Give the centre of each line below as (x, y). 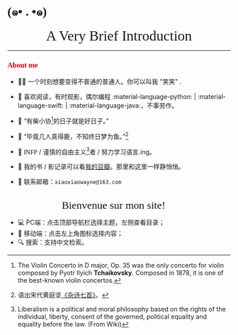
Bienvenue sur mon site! (113, 205)
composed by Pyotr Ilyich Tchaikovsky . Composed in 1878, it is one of (121, 273)
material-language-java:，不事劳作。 (124, 106)
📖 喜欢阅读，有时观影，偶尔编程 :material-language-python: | (107, 97)
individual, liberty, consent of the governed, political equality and (112, 317)
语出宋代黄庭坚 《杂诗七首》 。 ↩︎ (63, 295)
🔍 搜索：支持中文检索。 (53, 242)
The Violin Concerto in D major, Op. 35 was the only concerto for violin (121, 266)
